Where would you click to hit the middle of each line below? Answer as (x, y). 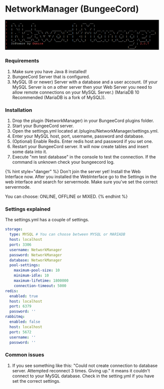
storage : (14, 229)
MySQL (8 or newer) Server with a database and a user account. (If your (85, 82)
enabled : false (25, 322)
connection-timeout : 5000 (40, 286)
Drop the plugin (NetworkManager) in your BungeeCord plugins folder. (83, 120)
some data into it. (30, 152)
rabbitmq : (15, 317)
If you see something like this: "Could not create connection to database (85, 365)
